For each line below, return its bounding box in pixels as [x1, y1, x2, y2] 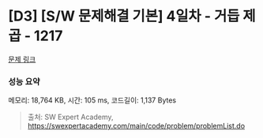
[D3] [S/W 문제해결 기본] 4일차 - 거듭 [8, 7, 240, 25]
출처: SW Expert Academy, [27, 112, 114, 122]
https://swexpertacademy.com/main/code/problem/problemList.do [27, 121, 246, 131]
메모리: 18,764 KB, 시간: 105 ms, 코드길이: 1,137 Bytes [8, 95, 176, 105]
